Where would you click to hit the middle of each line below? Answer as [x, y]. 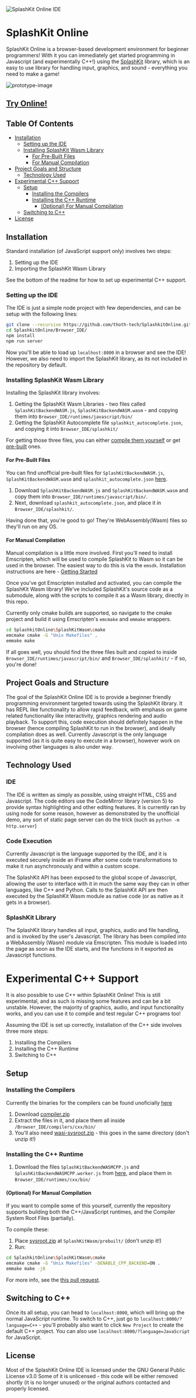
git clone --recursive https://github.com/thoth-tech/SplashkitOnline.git [99, 325]
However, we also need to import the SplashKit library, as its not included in [97, 358]
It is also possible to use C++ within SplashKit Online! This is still [83, 995]
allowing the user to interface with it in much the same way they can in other [98, 883]
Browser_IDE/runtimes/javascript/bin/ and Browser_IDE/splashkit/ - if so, [96, 659]
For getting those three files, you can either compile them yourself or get [93, 440]
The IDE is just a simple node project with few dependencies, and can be [94, 308]
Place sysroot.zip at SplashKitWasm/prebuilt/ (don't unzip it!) [88, 1241]
